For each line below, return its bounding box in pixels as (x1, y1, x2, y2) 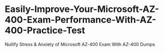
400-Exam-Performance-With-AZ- (5, 14, 156, 25)
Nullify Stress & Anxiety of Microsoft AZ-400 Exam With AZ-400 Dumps (5, 41, 155, 47)
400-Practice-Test (5, 25, 85, 36)
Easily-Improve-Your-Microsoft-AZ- (5, 3, 159, 15)
